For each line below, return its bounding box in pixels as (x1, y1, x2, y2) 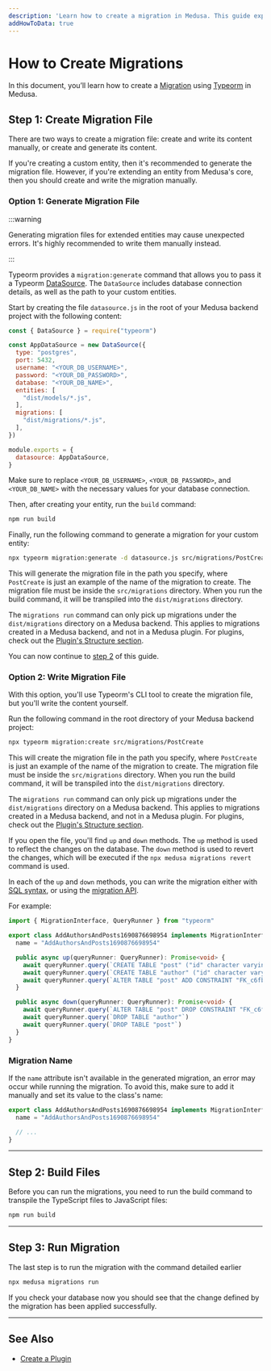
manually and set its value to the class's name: (8, 1090, 164, 1100)
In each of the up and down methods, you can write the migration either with (8, 877, 258, 887)
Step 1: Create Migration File (8, 112, 153, 126)
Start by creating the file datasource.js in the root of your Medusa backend (8, 302, 259, 312)
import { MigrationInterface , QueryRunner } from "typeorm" (8, 917, 215, 925)
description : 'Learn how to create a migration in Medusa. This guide (8, 11, 251, 20)
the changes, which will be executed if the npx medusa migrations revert (8, 853, 252, 862)
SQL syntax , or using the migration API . (8, 886, 139, 895)
